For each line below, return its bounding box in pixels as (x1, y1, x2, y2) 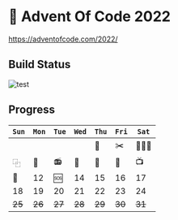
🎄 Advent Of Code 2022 (8, 7, 172, 26)
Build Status (8, 58, 71, 71)
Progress (8, 103, 55, 117)
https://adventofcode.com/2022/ (8, 34, 119, 44)
